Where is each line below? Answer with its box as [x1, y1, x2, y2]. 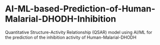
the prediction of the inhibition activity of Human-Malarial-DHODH [5, 34, 137, 40]
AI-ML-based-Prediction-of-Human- [5, 3, 156, 14]
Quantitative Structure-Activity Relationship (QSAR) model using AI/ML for [5, 29, 152, 35]
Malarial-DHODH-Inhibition [5, 13, 116, 24]
